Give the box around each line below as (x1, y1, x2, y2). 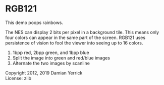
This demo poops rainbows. (5, 19, 64, 25)
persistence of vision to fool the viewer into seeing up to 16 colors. (5, 39, 143, 45)
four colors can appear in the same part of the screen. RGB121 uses (5, 34, 145, 40)
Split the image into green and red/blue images (12, 54, 110, 60)
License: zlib (5, 75, 32, 81)
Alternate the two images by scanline (12, 60, 90, 66)
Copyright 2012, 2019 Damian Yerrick (5, 69, 83, 75)
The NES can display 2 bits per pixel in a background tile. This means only (5, 29, 159, 35)
